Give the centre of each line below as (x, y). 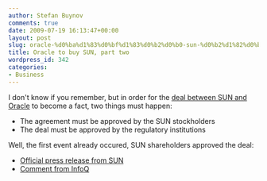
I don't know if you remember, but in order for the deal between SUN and (128, 97)
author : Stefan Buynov (46, 15)
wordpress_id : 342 (39, 60)
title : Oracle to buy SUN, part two (69, 52)
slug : (17, 45)
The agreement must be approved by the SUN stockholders (118, 121)
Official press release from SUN (72, 160)
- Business (26, 75)
